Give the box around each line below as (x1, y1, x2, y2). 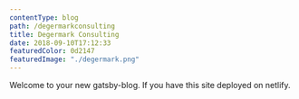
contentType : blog (9, 13, 79, 22)
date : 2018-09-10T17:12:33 (9, 38, 111, 48)
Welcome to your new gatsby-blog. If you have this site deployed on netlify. (9, 80, 292, 90)
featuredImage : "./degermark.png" (9, 55, 140, 64)
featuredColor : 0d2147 (9, 47, 95, 56)
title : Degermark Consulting (9, 30, 120, 39)
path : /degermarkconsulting (9, 22, 116, 31)
